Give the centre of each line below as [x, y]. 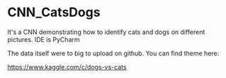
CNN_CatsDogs [54, 12]
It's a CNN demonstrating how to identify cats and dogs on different [106, 32]
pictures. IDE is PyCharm [44, 39]
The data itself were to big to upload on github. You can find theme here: [113, 53]
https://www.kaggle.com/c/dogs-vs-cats [67, 67]
